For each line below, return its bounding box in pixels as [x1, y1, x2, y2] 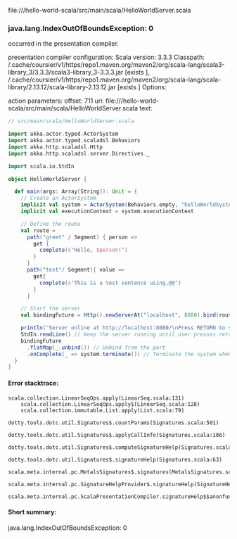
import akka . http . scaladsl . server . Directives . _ [8, 150, 150, 157]
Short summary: [8, 508, 57, 516]
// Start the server [20, 305, 81, 312]
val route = [20, 227, 56, 234]
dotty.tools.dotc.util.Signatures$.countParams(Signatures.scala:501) [8, 419, 219, 426]
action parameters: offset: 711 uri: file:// [8, 96, 122, 105]
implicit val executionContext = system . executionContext [20, 208, 194, 215]
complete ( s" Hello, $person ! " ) [39, 246, 129, 254]
